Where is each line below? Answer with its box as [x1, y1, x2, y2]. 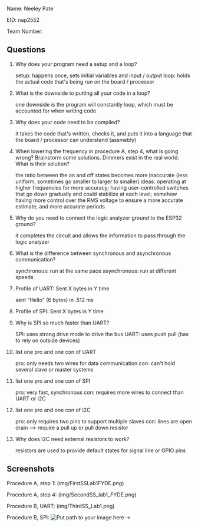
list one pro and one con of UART [15, 348, 97, 355]
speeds [15, 273, 34, 280]
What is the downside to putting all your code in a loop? [15, 90, 151, 97]
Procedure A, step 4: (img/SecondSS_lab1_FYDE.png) [6, 491, 137, 498]
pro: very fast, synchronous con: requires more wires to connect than [15, 389, 184, 396]
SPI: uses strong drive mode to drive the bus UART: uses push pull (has [15, 330, 189, 337]
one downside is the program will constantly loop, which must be [15, 101, 173, 108]
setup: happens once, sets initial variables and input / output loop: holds [15, 72, 190, 79]
